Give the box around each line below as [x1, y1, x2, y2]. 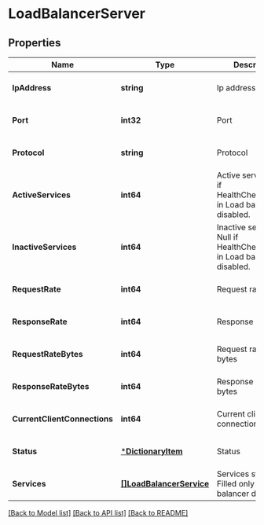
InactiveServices [12, 241, 77, 252]
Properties [8, 36, 61, 50]
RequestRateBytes [12, 349, 83, 359]
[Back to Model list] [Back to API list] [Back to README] [8, 508, 189, 517]
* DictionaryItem [120, 446, 183, 457]
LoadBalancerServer [8, 5, 146, 23]
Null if [216, 232, 239, 242]
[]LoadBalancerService [120, 479, 210, 489]
